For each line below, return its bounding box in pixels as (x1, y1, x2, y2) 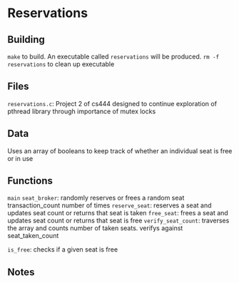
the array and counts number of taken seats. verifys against (7, 224, 183, 232)
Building (7, 34, 45, 46)
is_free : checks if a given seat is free (7, 245, 118, 254)
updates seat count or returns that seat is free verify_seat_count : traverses (7, 216, 230, 225)
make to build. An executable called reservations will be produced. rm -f (7, 52, 220, 61)
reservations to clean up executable (7, 60, 115, 68)
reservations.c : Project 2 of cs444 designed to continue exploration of (7, 99, 218, 108)
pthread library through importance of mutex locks (7, 107, 156, 115)
